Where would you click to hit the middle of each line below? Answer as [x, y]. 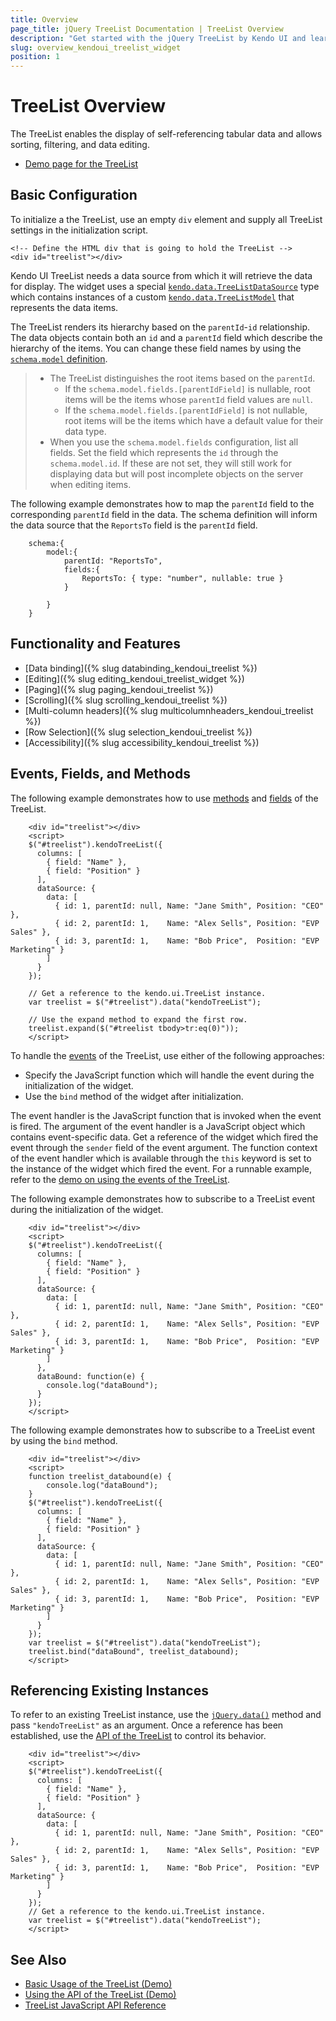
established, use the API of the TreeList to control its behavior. [138, 1736]
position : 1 [35, 57]
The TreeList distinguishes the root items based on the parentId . [182, 378]
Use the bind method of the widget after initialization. [134, 1096]
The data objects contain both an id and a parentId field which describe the [166, 337]
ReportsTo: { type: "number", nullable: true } [182, 578]
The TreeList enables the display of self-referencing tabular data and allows [166, 134]
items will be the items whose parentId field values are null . [188, 399]
